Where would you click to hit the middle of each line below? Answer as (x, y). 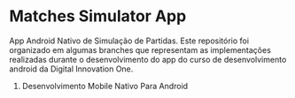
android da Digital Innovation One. (71, 69)
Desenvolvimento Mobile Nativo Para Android (105, 86)
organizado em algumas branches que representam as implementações (140, 49)
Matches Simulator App (98, 16)
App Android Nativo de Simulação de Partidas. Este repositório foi (129, 41)
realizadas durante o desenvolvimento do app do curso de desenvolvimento (148, 59)
